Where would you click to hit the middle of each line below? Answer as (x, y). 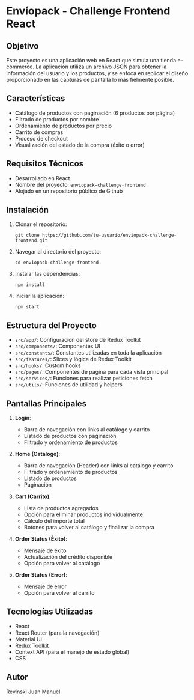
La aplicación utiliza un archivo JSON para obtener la (101, 67)
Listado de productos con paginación (70, 436)
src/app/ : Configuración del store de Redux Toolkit (78, 340)
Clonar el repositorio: (41, 224)
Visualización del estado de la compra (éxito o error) (80, 145)
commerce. (20, 67)
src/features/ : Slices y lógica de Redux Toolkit (73, 359)
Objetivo (23, 46)
